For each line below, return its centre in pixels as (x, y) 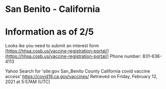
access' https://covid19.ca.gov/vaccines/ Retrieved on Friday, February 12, (81, 77)
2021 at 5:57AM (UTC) (28, 82)
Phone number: (126, 56)
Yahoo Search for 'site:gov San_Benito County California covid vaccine (78, 71)
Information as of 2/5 (49, 32)
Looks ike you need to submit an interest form (52, 46)
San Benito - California (53, 9)
